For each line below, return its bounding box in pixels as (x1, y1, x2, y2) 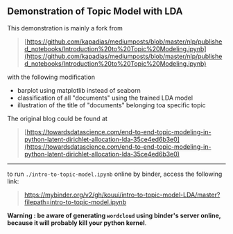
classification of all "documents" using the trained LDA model (17, 93, 193, 102)
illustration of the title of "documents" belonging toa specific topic (17, 100, 206, 109)
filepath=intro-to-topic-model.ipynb (24, 197, 127, 206)
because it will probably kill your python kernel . (7, 218, 147, 227)
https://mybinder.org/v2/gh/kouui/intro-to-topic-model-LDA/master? (24, 190, 221, 199)
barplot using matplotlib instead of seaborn (17, 86, 141, 94)
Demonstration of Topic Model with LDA (7, 6, 183, 17)
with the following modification (7, 73, 96, 81)
